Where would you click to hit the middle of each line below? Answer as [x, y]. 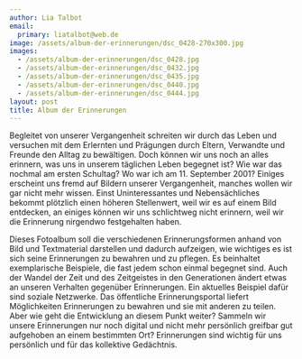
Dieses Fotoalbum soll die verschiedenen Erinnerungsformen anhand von [146, 239]
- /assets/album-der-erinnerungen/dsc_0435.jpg [109, 77]
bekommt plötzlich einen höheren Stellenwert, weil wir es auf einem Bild [143, 203]
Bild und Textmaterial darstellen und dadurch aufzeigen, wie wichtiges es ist [151, 249]
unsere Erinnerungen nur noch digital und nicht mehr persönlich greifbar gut [151, 326]
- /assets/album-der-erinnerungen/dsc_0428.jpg [109, 60]
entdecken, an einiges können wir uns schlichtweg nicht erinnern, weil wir [146, 212]
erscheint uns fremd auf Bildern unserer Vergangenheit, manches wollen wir [151, 184]
